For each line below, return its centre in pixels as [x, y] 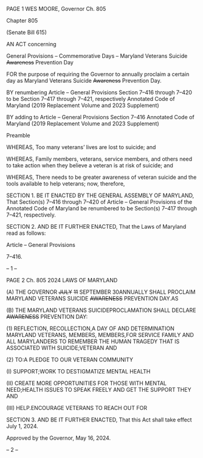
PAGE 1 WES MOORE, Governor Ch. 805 [56, 9]
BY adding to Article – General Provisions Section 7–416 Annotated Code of [100, 117]
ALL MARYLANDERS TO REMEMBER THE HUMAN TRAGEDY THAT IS [93, 341]
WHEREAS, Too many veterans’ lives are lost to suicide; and [81, 147]
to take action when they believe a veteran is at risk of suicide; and [90, 165]
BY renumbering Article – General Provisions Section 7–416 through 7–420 [99, 92]
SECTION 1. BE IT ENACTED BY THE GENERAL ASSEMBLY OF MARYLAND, [100, 195]
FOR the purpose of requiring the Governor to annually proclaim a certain [98, 74]
